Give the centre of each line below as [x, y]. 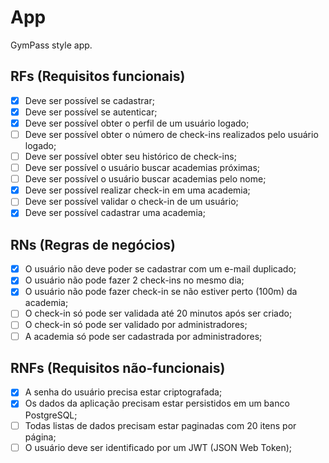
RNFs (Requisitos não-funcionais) [118, 367]
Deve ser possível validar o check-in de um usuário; [131, 202]
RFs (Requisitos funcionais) [98, 76]
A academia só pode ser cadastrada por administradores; [143, 336]
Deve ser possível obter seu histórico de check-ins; [130, 156]
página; [40, 437]
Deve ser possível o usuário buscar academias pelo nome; [145, 179]
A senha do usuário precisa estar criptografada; [123, 392]
